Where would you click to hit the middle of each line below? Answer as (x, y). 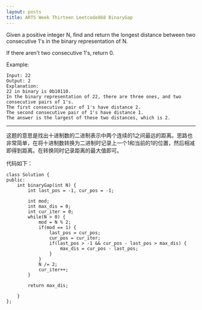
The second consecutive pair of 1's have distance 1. (75, 112)
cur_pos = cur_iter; (75, 238)
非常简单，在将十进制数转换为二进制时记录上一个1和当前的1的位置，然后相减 (101, 143)
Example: (18, 65)
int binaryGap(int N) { (47, 185)
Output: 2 (19, 81)
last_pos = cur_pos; (75, 233)
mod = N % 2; (54, 222)
